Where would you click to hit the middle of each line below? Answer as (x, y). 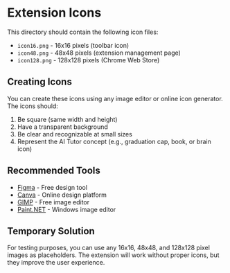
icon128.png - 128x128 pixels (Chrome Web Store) (88, 60)
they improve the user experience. (56, 263)
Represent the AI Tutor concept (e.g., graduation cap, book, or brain (114, 141)
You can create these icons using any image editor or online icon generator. (115, 98)
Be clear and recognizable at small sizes (75, 134)
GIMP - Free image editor (53, 202)
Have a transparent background (63, 127)
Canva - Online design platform (62, 195)
